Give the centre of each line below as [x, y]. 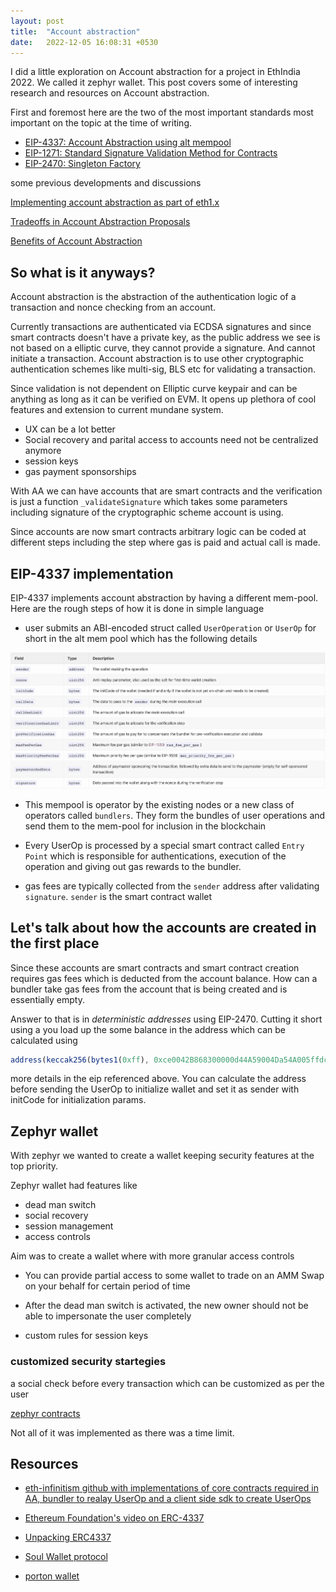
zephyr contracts [45, 1413]
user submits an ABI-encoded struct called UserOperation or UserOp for [170, 628]
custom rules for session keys [86, 1336]
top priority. [34, 1166]
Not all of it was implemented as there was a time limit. [122, 1432]
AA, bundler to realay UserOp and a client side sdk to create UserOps [168, 1499]
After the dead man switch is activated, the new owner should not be [166, 1306]
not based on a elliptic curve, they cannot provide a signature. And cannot [163, 348]
